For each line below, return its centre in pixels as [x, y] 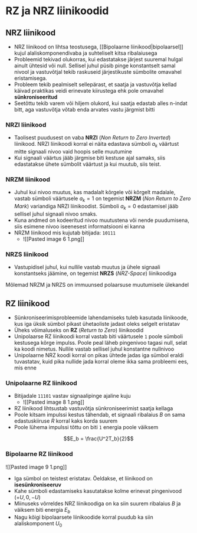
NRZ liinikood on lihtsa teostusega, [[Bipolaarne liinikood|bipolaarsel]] [98, 47]
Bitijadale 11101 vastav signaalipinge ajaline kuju [72, 396]
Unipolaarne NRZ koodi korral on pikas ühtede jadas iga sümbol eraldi [99, 355]
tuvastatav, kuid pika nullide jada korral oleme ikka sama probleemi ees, [101, 362]
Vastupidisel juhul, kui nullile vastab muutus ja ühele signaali [87, 267]
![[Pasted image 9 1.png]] [36, 467]
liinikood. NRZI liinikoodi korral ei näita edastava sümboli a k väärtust [96, 145]
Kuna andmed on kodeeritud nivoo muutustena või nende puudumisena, [101, 220]
